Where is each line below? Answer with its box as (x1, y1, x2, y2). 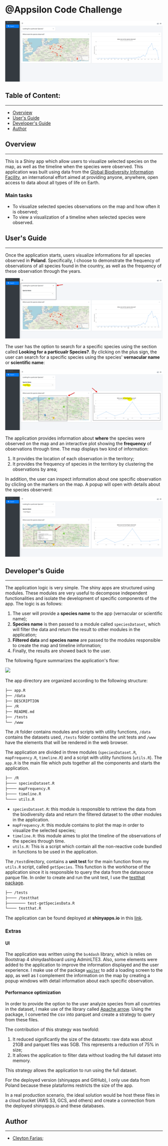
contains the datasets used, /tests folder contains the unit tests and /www (5, 734, 156, 740)
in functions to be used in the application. (12, 849, 98, 855)
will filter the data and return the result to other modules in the (12, 627, 140, 633)
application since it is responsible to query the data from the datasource (5, 869, 153, 875)
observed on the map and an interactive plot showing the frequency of (5, 440, 151, 446)
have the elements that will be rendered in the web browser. (5, 740, 128, 746)
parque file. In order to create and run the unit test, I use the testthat (5, 874, 145, 880)
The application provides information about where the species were (5, 435, 145, 441)
